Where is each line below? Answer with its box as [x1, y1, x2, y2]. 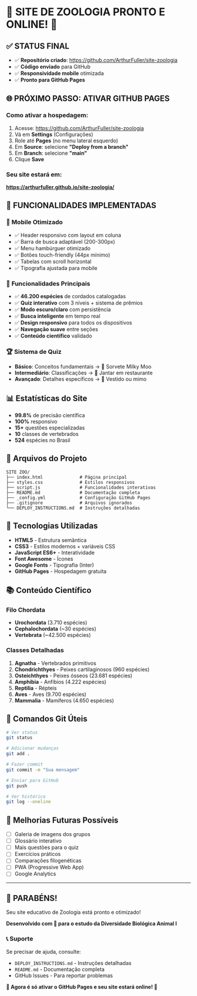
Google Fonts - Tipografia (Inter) [14, 561, 94, 568]
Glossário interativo [14, 837, 62, 844]
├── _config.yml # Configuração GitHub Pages [6, 494, 151, 500]
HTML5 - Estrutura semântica [14, 536, 87, 544]
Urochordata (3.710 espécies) [14, 619, 88, 626]
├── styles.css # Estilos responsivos [6, 479, 135, 485]
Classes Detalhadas [6, 646, 64, 654]
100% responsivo [14, 418, 57, 425]
